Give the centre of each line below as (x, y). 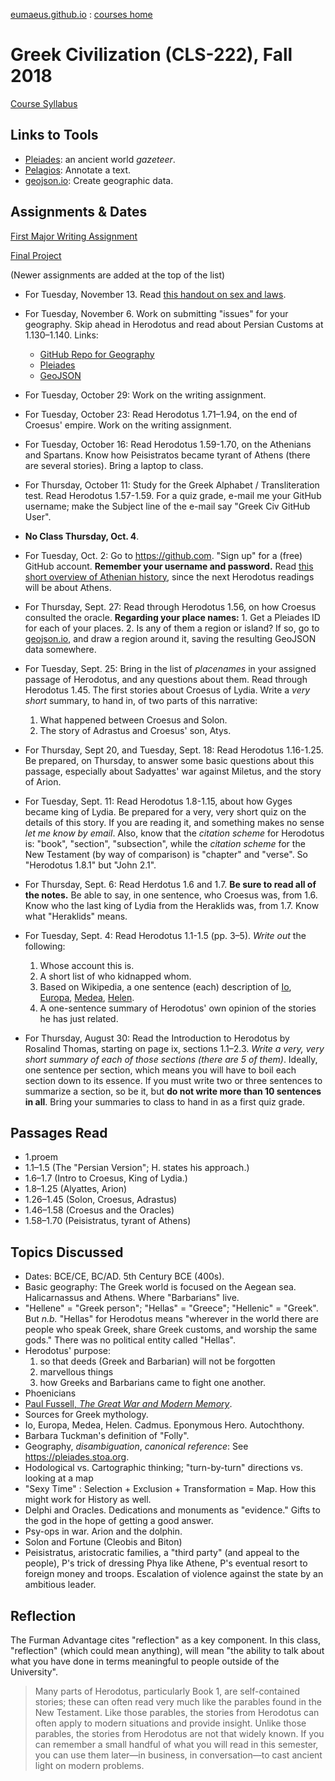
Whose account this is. (87, 965)
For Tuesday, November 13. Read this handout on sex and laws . (155, 294)
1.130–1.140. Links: (61, 335)
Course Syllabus (44, 103)
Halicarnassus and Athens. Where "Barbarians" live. (132, 1298)
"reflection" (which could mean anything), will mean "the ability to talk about (167, 1650)
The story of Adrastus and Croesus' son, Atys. (135, 730)
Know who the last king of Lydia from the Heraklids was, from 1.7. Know (172, 905)
